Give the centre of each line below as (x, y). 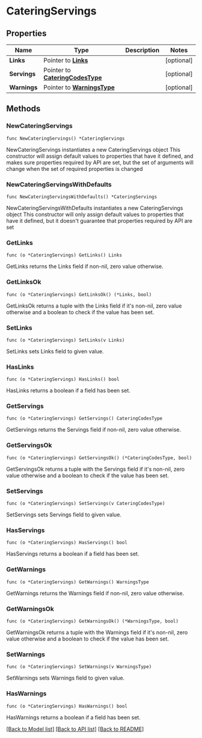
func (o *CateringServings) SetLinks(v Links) (66, 340)
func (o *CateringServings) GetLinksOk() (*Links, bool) (79, 294)
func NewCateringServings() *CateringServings (66, 138)
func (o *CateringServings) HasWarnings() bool (67, 706)
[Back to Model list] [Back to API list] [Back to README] (75, 729)
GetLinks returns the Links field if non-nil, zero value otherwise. (85, 267)
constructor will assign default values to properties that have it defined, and (100, 156)
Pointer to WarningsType (79, 87)
